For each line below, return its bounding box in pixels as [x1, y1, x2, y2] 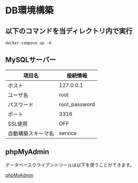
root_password [59, 101, 95, 108]
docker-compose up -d [5, 40, 52, 45]
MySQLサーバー [5, 56, 56, 64]
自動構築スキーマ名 [8, 130, 55, 137]
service [59, 129, 77, 136]
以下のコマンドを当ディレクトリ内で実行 [5, 27, 133, 35]
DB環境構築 [5, 5, 54, 16]
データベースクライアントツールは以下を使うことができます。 [5, 162, 134, 168]
